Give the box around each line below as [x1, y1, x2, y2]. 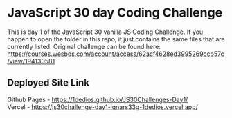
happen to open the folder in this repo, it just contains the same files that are [7, 35, 225, 43]
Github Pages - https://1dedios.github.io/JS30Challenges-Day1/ [7, 95, 188, 104]
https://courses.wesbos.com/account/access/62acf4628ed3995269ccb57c [7, 50, 224, 58]
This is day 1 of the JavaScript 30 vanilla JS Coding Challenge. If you [7, 28, 204, 36]
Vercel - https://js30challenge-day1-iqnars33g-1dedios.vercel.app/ [7, 102, 199, 111]
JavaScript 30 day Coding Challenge [7, 5, 223, 21]
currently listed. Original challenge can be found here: [7, 42, 161, 50]
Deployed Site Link [7, 77, 90, 89]
